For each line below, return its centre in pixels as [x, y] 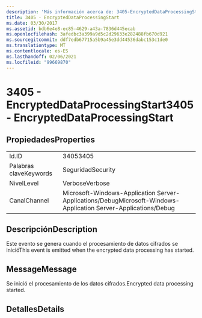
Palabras [22, 166]
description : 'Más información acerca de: [60, 12]
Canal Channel [29, 201]
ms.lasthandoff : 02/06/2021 [41, 57]
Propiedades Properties [50, 140]
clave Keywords [31, 173]
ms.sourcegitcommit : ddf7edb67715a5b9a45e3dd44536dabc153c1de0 [87, 40]
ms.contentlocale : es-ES [37, 51]
